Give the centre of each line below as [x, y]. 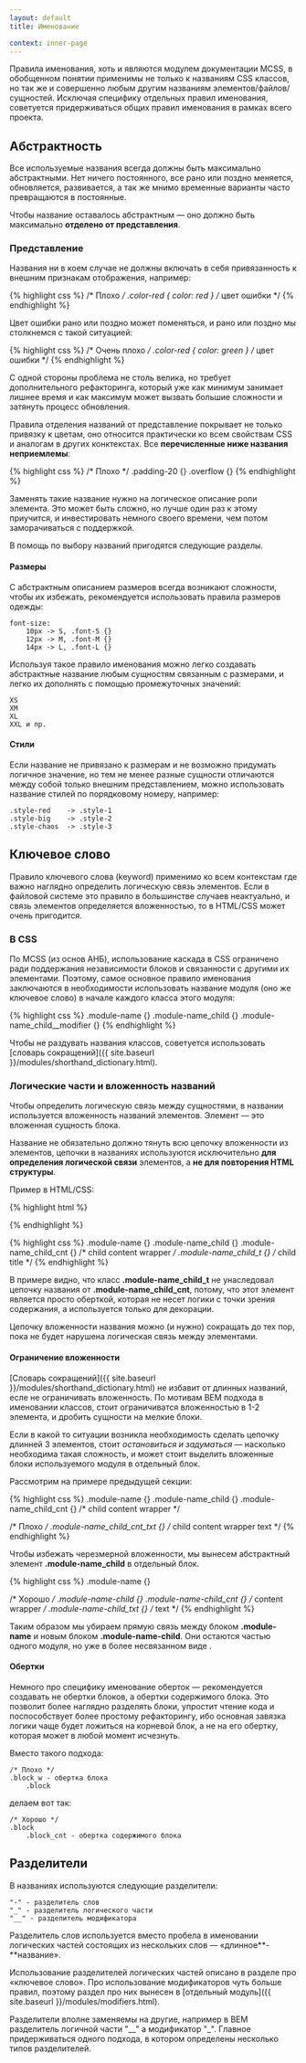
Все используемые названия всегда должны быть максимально [136, 168]
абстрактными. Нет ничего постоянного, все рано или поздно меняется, [152, 178]
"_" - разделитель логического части [81, 1910]
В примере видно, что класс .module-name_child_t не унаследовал [142, 1280]
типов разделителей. [50, 2048]
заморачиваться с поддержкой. [72, 528]
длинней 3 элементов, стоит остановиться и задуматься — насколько [148, 1444]
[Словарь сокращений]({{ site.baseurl [83, 1378]
